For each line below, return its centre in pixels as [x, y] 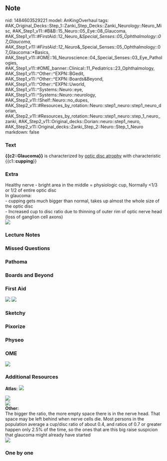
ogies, [11, 63]
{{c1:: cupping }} [21, 161]
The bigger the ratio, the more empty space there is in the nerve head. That [83, 413]
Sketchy [15, 313]
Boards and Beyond [29, 275]
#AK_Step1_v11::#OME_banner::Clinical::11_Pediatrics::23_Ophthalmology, [80, 68]
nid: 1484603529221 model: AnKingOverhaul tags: [57, 20]
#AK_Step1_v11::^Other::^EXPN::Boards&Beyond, [54, 79]
